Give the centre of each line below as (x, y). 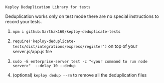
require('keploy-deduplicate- (44, 41)
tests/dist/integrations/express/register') (60, 47)
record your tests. (24, 22)
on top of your (123, 46)
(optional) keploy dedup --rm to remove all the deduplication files (79, 75)
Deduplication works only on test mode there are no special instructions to (82, 16)
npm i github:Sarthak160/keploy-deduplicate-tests (66, 32)
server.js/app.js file (32, 51)
